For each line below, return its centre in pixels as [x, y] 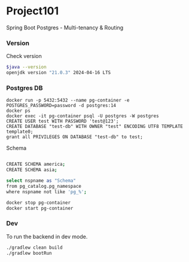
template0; [20, 132]
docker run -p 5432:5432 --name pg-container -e [68, 100]
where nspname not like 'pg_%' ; [46, 192]
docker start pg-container [40, 208]
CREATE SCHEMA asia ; [32, 170]
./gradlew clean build [34, 247]
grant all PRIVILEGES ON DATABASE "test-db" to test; [75, 137]
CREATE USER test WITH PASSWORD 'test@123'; [63, 121]
